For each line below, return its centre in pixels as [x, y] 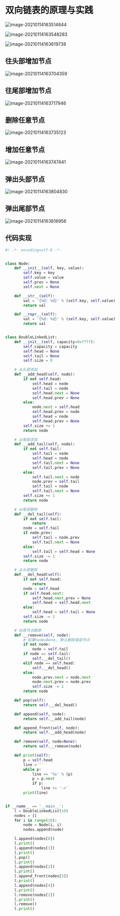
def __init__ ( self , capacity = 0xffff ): [55, 342]
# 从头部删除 [26, 570]
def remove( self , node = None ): [46, 742]
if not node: [37, 644]
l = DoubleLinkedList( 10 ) [41, 811]
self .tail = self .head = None [64, 551]
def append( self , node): [40, 714]
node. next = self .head [56, 407]
